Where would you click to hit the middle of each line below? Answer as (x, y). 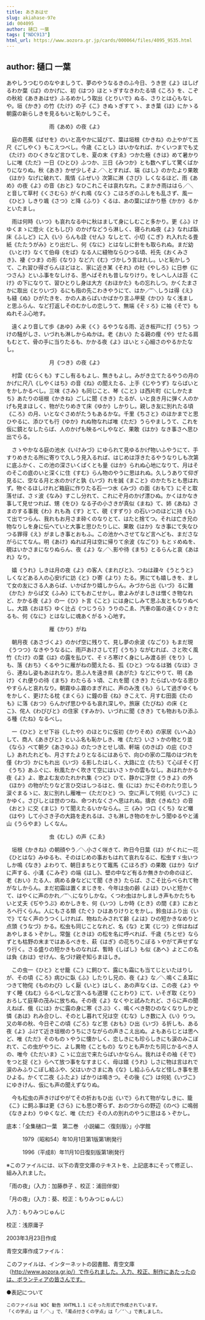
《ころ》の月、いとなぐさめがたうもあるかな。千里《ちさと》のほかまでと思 (103, 414)
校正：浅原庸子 (25, 1225)
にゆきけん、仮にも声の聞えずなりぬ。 (54, 1085)
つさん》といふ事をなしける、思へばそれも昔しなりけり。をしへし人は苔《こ (103, 275)
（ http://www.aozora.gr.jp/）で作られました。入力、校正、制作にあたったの (101, 1272)
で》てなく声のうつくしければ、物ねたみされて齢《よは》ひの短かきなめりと (103, 918)
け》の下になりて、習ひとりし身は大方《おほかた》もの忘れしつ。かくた (97, 283)
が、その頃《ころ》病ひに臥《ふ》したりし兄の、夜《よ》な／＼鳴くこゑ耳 (100, 977)
